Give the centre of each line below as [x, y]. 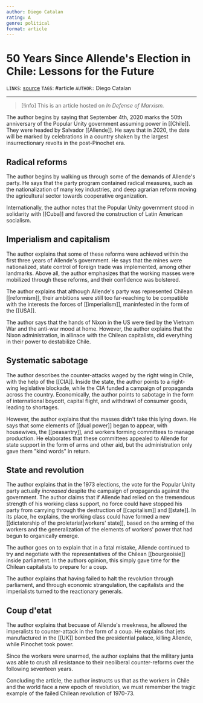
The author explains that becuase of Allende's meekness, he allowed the [97, 625]
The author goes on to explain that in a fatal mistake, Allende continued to [98, 548]
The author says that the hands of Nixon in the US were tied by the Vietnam [100, 322]
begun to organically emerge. [43, 536]
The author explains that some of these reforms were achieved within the [97, 254]
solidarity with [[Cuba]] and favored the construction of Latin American [95, 214]
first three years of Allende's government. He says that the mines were [94, 260]
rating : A [19, 18]
